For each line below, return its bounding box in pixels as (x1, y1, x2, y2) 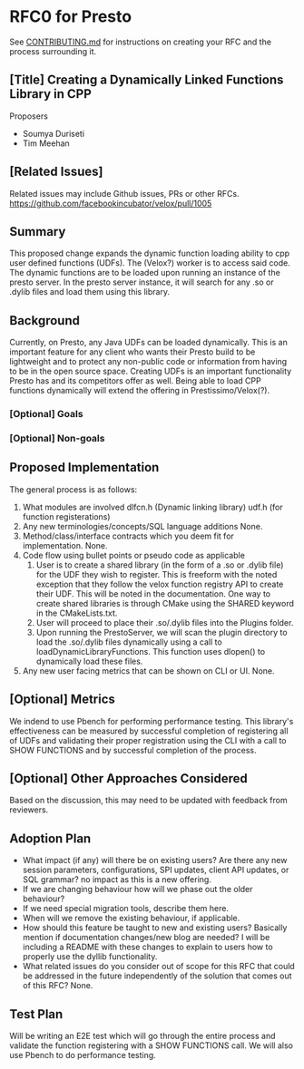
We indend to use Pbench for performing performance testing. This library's (9, 715, 294, 726)
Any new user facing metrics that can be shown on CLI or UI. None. (22, 665, 275, 676)
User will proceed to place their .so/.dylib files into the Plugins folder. (35, 617, 294, 627)
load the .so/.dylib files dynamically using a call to (35, 637, 222, 647)
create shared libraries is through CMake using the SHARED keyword (35, 598, 295, 608)
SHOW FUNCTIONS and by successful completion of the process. (9, 744, 257, 755)
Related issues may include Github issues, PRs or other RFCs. (9, 188, 240, 199)
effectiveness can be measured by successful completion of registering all (9, 725, 289, 736)
